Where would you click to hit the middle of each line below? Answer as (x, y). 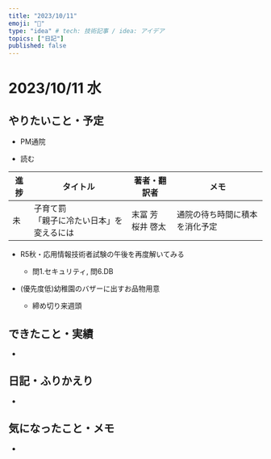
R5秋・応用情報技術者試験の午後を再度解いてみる (102, 255)
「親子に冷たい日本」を (78, 221)
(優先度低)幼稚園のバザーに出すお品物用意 (90, 288)
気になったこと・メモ (61, 429)
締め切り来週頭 (57, 306)
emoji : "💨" (27, 23)
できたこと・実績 (51, 333)
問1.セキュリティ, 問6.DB (73, 272)
